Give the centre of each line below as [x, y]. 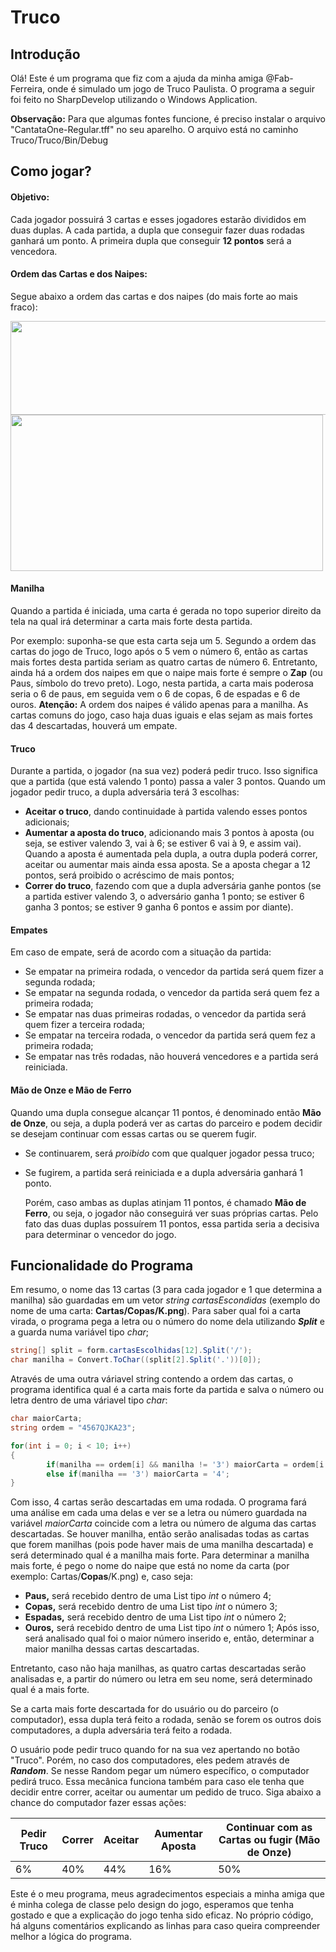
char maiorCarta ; [46, 1419]
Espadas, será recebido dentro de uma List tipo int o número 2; [155, 1617]
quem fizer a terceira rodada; [85, 1025]
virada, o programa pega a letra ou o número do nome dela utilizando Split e [167, 1322]
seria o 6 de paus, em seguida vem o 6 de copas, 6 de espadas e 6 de [155, 694]
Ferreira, [28, 89]
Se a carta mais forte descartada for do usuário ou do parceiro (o [144, 1709]
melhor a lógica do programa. [71, 1937]
